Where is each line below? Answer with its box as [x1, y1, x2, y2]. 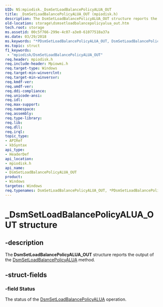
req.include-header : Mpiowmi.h [5, 61, 68, 66]
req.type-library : [5, 115, 42, 121]
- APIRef [5, 138, 23, 144]
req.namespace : [5, 107, 36, 112]
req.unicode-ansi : [5, 93, 42, 98]
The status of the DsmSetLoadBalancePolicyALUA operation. [5, 296, 127, 302]
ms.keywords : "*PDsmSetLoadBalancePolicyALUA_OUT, [5, 39, 110, 44]
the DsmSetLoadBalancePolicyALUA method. [5, 256, 96, 263]
